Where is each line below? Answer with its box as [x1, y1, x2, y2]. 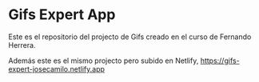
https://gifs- [200, 56, 240, 65]
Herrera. [8, 40, 36, 49]
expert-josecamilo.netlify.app [8, 64, 106, 73]
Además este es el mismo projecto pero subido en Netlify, [8, 56, 199, 65]
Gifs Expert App [8, 6, 116, 24]
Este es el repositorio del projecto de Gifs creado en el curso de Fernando [8, 32, 252, 41]
